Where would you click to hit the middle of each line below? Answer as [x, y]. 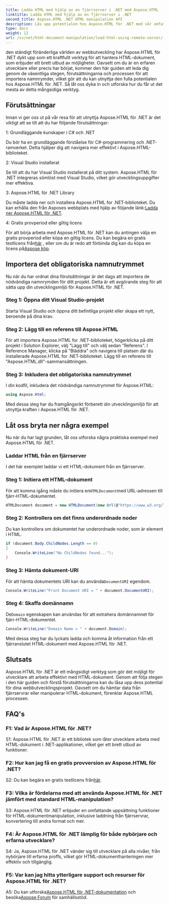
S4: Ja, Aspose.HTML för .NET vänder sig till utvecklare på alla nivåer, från [83, 851]
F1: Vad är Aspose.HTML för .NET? [49, 728]
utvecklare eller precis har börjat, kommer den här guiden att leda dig [77, 68]
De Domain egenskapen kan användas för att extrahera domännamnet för [80, 614]
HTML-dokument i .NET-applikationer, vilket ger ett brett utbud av [73, 745]
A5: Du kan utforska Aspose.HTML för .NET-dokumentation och [71, 892]
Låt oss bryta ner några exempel [57, 425]
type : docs [17, 29]
